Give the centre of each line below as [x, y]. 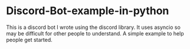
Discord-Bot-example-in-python [88, 11]
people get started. [30, 40]
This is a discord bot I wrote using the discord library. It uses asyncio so [94, 27]
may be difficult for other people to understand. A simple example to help [95, 33]
